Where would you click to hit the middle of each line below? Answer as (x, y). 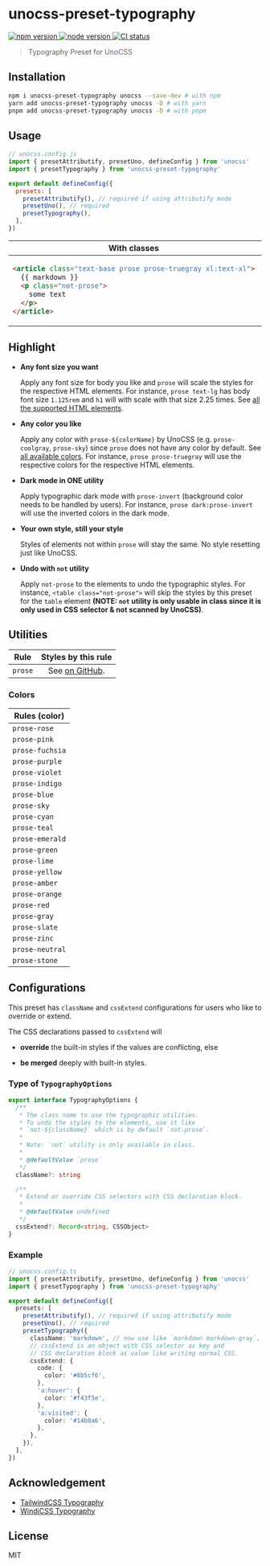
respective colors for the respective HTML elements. (107, 465)
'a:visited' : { (63, 1413)
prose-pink (33, 739)
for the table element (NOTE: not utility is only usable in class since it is (141, 601)
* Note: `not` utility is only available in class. (107, 1145)
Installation (37, 77)
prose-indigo (37, 783)
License (29, 1536)
